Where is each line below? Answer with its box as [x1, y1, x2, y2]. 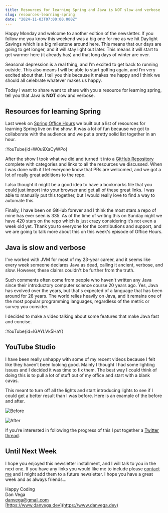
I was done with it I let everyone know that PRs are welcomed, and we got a [5, 167, 161, 173]
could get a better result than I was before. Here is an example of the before [5, 393, 162, 399]
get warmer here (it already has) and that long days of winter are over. [5, 52, 150, 58]
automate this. [5, 198, 35, 204]
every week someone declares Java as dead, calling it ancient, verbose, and [5, 262, 163, 268]
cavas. [5, 377, 19, 383]
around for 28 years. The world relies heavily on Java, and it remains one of [5, 293, 161, 299]
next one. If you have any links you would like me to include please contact [5, 465, 160, 472]
